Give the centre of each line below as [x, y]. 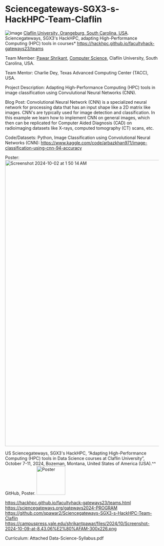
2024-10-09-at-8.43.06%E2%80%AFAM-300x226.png [61, 528]
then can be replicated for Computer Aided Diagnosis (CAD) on [69, 123]
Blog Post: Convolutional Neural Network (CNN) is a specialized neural [76, 102]
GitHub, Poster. [20, 493]
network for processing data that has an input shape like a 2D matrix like [78, 107]
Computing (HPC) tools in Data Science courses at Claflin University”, [75, 458]
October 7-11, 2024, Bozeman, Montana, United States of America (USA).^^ [81, 463]
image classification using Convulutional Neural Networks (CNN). [71, 92]
